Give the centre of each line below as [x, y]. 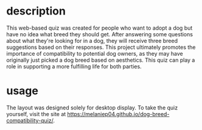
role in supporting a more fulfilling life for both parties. [74, 66]
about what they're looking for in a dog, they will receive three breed [92, 41]
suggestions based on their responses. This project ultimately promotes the [101, 47]
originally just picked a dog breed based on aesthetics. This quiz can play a [101, 60]
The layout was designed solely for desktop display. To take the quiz [92, 108]
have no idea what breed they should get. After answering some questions [100, 34]
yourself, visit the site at [36, 114]
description [36, 11]
